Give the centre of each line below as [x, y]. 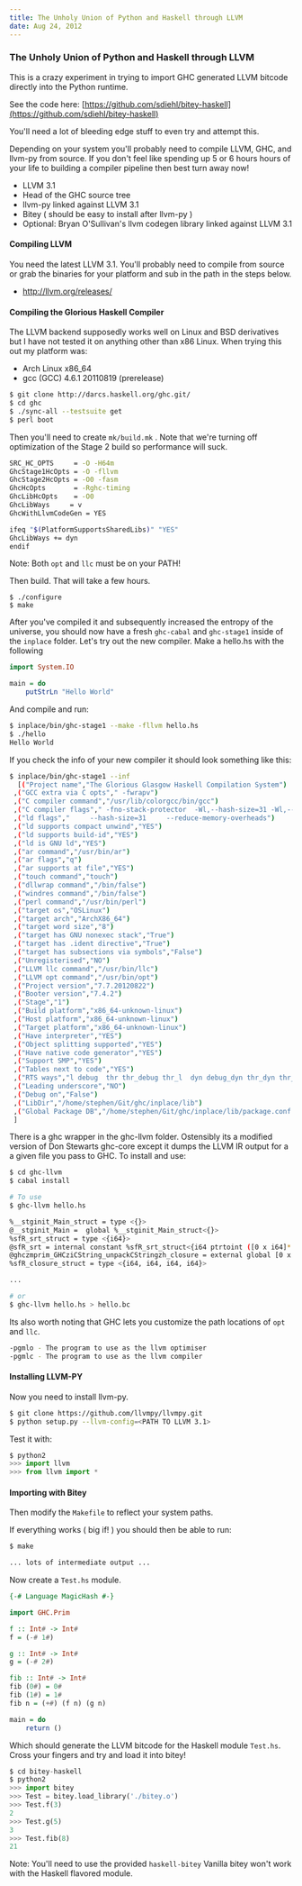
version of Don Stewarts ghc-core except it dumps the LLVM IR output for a [149, 1146]
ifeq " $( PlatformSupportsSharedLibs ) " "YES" [94, 529]
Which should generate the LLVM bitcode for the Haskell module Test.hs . [145, 1745]
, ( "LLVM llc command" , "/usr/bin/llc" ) [86, 969]
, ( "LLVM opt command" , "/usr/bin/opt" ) [86, 977]
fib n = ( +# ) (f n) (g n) [58, 1703]
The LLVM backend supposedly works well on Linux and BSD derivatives [144, 332]
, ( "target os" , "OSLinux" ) [62, 910]
